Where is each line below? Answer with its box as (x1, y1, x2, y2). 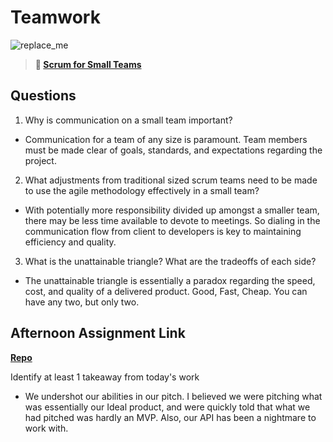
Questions (10, 87, 77, 105)
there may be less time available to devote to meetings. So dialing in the (24, 214, 321, 226)
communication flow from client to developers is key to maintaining (24, 225, 302, 237)
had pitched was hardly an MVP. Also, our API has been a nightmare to (24, 411, 317, 423)
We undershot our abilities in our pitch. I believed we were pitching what (24, 390, 323, 402)
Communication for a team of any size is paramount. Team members (24, 133, 308, 145)
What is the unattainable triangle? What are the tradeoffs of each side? (24, 255, 317, 267)
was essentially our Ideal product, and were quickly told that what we (24, 401, 311, 413)
